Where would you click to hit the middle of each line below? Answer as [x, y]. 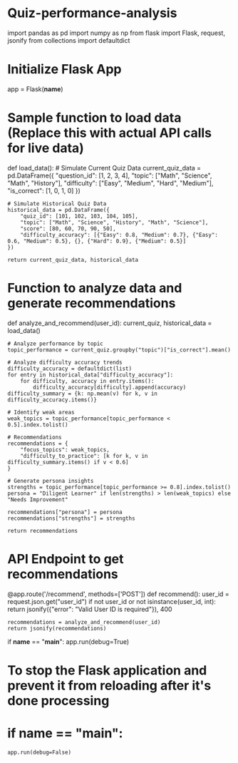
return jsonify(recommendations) [57, 628]
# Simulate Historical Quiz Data [57, 204]
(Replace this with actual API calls [110, 133]
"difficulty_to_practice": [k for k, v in [84, 456]
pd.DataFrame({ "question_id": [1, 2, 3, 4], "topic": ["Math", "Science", [110, 175]
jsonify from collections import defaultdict [69, 40]
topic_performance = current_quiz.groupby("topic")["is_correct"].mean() [119, 350]
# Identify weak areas [41, 412]
